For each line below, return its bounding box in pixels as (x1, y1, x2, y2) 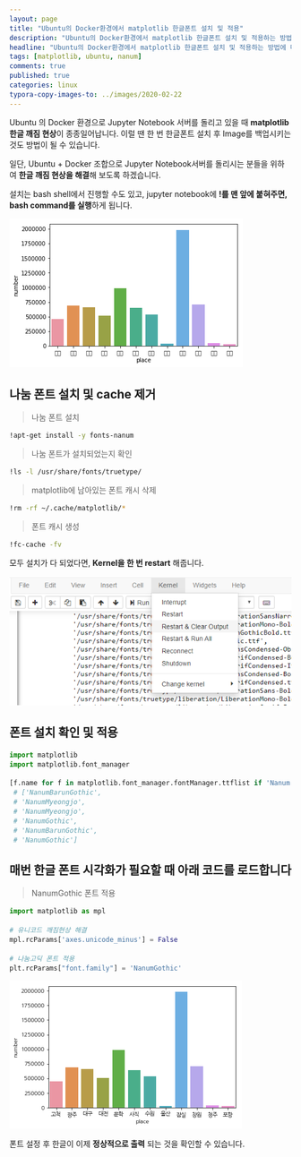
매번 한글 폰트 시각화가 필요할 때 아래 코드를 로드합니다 (9, 862, 292, 878)
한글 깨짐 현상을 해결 (18, 169, 90, 180)
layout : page (9, 14, 58, 23)
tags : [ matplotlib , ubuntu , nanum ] (9, 52, 142, 62)
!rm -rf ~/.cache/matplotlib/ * (9, 504, 126, 513)
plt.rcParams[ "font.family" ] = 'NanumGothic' (9, 964, 182, 973)
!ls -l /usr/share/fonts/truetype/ (9, 467, 142, 476)
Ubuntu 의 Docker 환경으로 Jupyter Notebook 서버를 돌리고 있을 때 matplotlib (9, 116, 289, 127)
